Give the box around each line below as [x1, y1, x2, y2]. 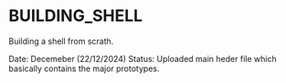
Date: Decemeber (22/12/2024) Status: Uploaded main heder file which [8, 53, 277, 64]
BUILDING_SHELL [8, 5, 143, 26]
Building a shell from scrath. [8, 36, 114, 47]
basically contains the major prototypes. [8, 63, 160, 74]
